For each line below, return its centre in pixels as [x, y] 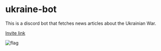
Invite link [15, 33]
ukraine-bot [31, 9]
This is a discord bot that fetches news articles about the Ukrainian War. [81, 23]
